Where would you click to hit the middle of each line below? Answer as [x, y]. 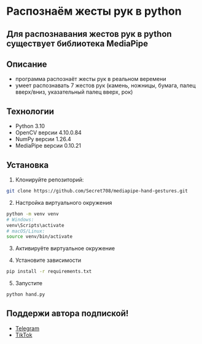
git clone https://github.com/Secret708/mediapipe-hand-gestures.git [97, 191]
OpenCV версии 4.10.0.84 [48, 132]
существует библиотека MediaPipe [77, 43]
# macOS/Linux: [26, 231]
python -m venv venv [33, 214]
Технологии [30, 111]
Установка [28, 165]
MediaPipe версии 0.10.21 [48, 146]
